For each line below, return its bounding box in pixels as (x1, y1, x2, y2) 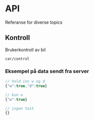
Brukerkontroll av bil (5, 46, 46, 52)
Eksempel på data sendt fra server (5, 68, 90, 75)
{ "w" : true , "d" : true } (5, 83, 48, 88)
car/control (5, 56, 30, 61)
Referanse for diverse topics (5, 19, 63, 25)
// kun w (5, 92, 23, 97)
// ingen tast (5, 106, 34, 111)
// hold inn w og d (5, 79, 45, 84)
